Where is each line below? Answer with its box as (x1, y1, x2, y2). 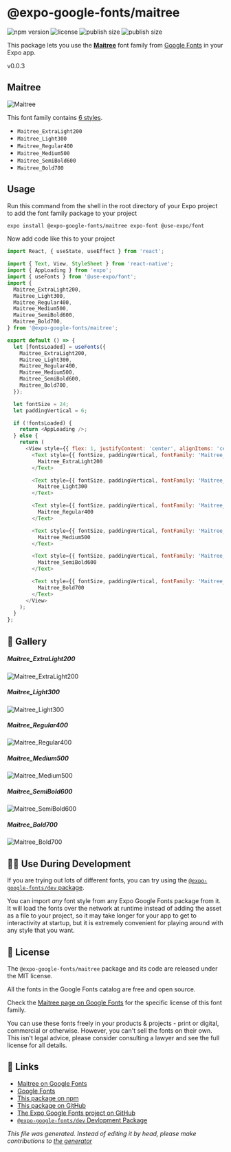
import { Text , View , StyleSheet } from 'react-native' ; (7, 261, 174, 267)
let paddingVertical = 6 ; (13, 407, 88, 414)
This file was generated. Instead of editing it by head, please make (7, 1129, 197, 1138)
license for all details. (7, 1041, 67, 1049)
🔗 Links (7, 1061, 39, 1073)
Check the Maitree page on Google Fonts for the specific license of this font (7, 998, 222, 1007)
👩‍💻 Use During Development (7, 858, 131, 869)
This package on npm (16, 1094, 79, 1102)
